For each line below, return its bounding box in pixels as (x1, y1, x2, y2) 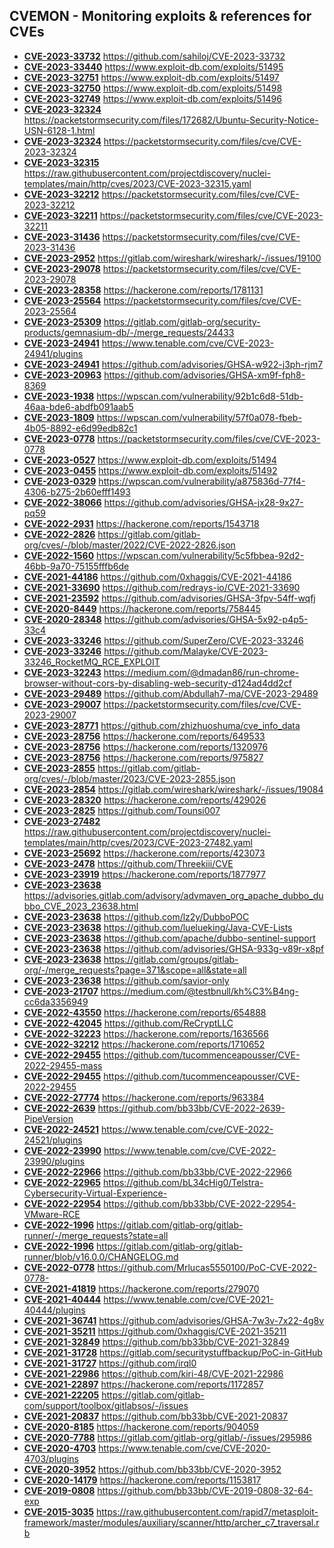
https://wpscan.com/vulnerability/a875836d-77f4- (98, 475, 306, 487)
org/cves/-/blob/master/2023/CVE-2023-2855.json (23, 772, 236, 784)
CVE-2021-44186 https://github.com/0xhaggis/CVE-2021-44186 (23, 570, 292, 583)
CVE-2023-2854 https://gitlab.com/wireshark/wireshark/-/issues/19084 (23, 783, 324, 795)
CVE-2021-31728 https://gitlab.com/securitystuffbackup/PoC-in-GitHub (23, 1346, 323, 1358)
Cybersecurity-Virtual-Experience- (23, 1187, 168, 1199)
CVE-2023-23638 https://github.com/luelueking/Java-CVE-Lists (23, 921, 293, 933)
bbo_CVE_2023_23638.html (23, 900, 139, 912)
